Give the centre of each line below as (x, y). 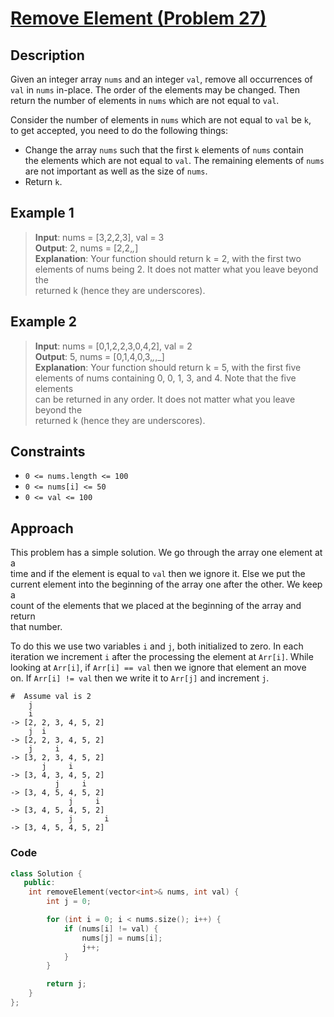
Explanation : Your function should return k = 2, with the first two (168, 258)
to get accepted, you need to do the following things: (119, 130)
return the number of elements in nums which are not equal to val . (145, 100)
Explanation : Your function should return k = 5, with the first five (168, 367)
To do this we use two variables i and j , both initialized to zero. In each (157, 646)
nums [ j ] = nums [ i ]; (122, 938)
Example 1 (42, 213)
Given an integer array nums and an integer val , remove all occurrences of (161, 79)
